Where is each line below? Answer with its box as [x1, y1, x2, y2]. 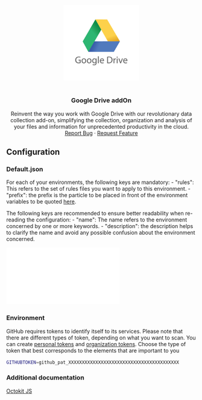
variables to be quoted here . [6, 198, 77, 205]
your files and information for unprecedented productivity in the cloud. [14, 123, 189, 130]
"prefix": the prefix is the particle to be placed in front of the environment [6, 192, 188, 199]
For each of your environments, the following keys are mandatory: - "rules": [6, 179, 194, 186]
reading [6, 216, 26, 223]
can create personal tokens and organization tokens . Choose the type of [6, 340, 186, 347]
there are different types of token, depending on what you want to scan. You [6, 334, 196, 341]
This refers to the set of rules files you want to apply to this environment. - [6, 185, 191, 192]
